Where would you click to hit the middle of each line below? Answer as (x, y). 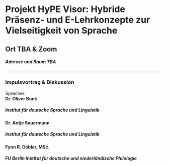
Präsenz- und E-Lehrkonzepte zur (78, 20)
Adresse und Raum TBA (31, 62)
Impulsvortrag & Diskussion (40, 82)
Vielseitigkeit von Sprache (61, 31)
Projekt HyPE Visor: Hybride (65, 9)
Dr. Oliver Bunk (21, 98)
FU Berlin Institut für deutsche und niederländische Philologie (71, 158)
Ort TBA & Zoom (31, 49)
